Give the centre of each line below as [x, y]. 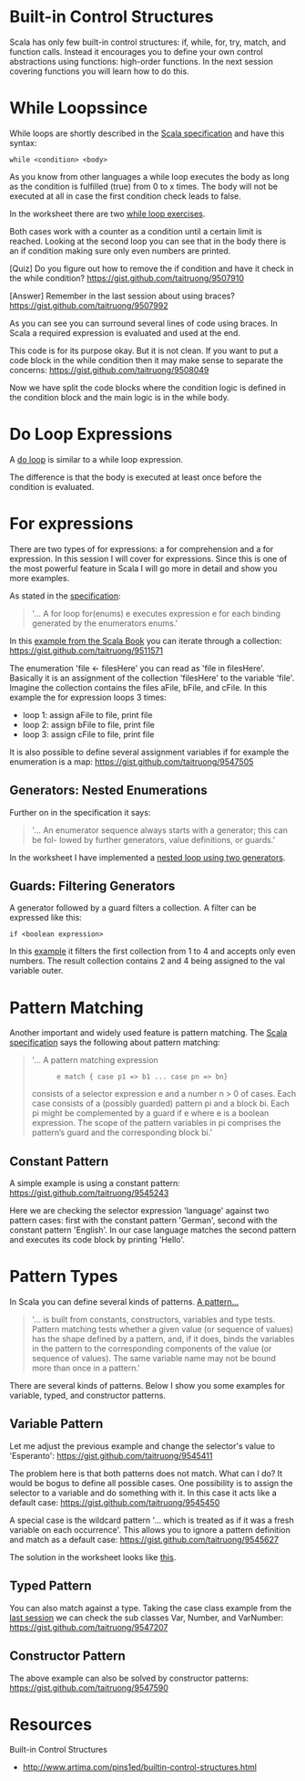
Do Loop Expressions [91, 434]
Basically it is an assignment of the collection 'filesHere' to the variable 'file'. [152, 678]
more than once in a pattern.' [86, 1368]
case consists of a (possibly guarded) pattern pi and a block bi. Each [160, 1104]
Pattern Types [64, 1277]
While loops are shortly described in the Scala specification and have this [147, 133]
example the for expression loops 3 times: [88, 697]
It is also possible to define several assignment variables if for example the [149, 752]
